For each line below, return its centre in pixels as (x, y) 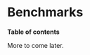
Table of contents (33, 32)
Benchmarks (45, 12)
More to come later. (36, 45)
